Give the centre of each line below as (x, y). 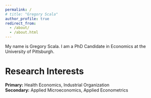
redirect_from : (21, 23)
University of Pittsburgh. (30, 51)
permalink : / (18, 10)
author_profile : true (27, 19)
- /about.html (24, 32)
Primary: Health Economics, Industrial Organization (57, 85)
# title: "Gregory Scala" (31, 14)
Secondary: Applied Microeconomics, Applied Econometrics (67, 90)
